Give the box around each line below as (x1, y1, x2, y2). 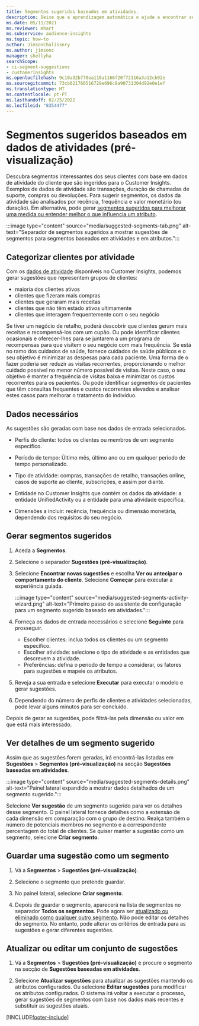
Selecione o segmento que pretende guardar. (14, 878, 126, 885)
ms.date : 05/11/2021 (6, 20, 57, 26)
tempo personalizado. (14, 461, 68, 468)
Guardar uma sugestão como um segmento (6, 851, 169, 861)
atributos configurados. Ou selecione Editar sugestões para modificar (14, 983, 187, 990)
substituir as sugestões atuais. (14, 1002, 89, 1009)
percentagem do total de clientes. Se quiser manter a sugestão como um (6, 827, 184, 834)
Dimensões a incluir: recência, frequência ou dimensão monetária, (14, 508, 176, 515)
